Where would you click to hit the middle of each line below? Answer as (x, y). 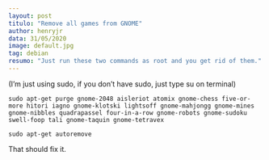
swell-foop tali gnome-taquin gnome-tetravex (86, 120)
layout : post (30, 16)
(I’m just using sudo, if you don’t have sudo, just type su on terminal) (122, 84)
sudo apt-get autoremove (50, 134)
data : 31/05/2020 (38, 38)
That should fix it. (38, 149)
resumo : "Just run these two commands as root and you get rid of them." (135, 61)
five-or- (236, 99)
